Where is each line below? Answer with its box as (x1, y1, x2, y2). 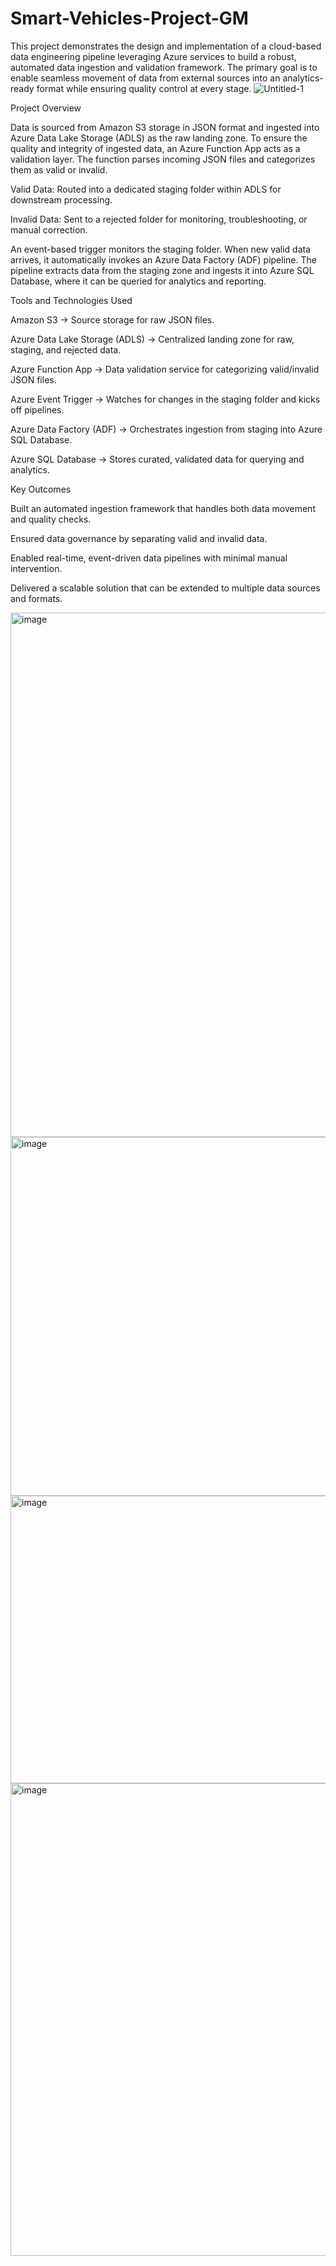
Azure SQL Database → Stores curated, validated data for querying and (10, 453, 305, 465)
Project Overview (10, 102, 82, 114)
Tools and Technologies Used (10, 294, 133, 306)
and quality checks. (10, 513, 92, 525)
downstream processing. (10, 193, 113, 206)
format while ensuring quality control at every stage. (36, 82, 252, 94)
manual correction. (10, 223, 88, 236)
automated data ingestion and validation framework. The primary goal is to (10, 61, 318, 73)
